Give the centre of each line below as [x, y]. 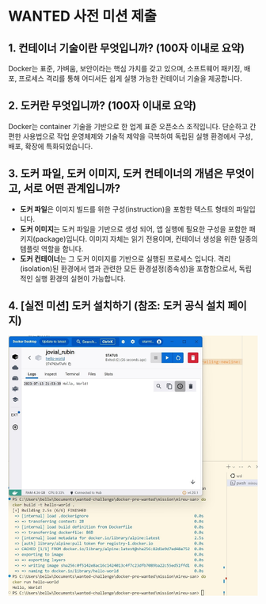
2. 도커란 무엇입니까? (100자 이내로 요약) [102, 106]
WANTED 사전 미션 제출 [82, 16]
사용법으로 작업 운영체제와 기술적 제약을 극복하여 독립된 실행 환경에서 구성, [138, 136]
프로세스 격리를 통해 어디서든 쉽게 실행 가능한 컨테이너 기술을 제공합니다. [131, 78]
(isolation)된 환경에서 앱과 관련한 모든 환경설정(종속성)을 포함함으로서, [128, 268]
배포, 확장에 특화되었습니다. [51, 146]
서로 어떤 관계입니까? [72, 188]
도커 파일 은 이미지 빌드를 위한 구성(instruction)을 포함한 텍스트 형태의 [127, 209]
